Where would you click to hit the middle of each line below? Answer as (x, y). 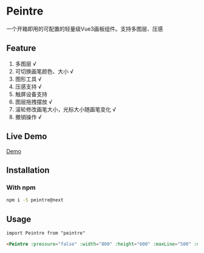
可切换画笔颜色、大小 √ (44, 71)
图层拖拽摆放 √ (34, 102)
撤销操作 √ (28, 117)
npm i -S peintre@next (35, 200)
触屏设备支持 (31, 94)
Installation (28, 170)
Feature (21, 48)
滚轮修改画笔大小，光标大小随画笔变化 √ (66, 109)
